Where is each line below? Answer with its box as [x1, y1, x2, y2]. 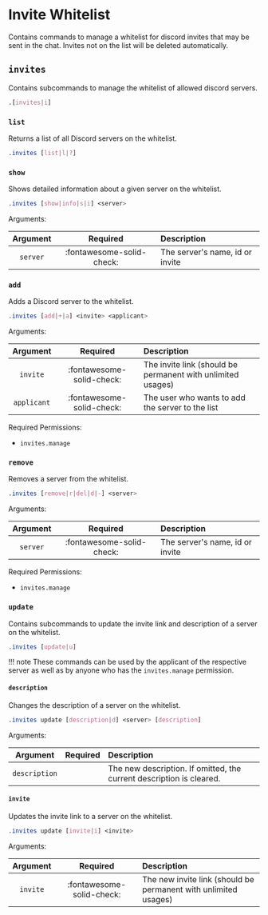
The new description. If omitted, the [108, 762, 242, 773]
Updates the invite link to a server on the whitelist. [8, 811, 173, 821]
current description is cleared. [108, 773, 221, 784]
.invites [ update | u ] [8, 642, 77, 651]
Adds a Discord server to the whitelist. [8, 297, 134, 306]
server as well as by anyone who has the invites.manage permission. [8, 665, 235, 675]
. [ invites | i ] [8, 98, 52, 106]
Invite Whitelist [8, 6, 111, 24]
